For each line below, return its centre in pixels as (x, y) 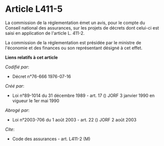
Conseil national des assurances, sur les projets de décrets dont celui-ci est (82, 28)
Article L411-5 (34, 9)
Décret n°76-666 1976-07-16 (42, 76)
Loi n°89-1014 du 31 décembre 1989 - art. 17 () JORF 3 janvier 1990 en (83, 95)
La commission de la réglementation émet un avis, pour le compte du (75, 23)
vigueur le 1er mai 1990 (36, 101)
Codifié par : (17, 67)
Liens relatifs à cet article (32, 57)
